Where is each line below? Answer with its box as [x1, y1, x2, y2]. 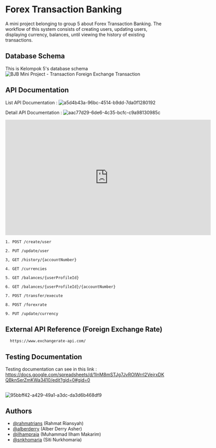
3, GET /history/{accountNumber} [5, 257, 77, 262]
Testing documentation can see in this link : [5, 366, 97, 373]
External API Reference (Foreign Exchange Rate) [5, 325, 163, 334]
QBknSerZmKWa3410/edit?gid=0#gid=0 [5, 377, 91, 383]
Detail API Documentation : [5, 109, 63, 115]
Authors [5, 406, 32, 415]
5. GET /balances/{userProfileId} [5, 275, 80, 280]
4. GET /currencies [5, 266, 47, 271]
